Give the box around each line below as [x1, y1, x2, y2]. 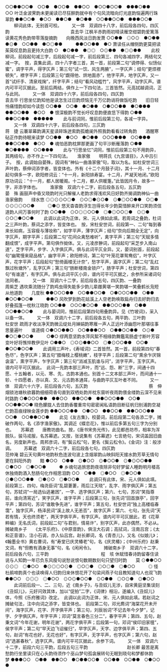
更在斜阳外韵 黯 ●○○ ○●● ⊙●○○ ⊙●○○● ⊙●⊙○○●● [5, 458, 153, 464]
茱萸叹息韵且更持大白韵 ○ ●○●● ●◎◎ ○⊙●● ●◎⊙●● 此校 [5, 47, 160, 53]
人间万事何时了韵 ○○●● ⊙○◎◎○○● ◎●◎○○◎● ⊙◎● [13, 209, 150, 215]
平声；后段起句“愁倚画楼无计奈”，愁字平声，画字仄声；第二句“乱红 [22, 259, 159, 265]
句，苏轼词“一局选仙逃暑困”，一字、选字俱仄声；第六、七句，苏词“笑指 [5, 489, 151, 494]
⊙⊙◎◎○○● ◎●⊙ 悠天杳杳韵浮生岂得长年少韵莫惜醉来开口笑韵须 [5, 203, 158, 208]
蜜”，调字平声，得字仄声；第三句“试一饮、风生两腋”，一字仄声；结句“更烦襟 [5, 66, 161, 72]
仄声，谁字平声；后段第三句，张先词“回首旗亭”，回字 [50, 495, 159, 501]
